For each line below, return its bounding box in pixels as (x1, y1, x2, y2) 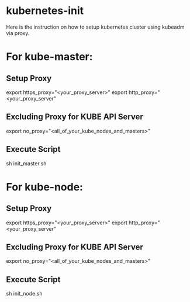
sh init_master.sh (6, 159, 47, 167)
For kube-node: (6, 180, 84, 193)
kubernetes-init (6, 4, 84, 18)
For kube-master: (6, 50, 93, 64)
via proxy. (6, 29, 30, 36)
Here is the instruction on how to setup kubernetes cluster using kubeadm (6, 23, 185, 30)
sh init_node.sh (6, 290, 43, 297)
